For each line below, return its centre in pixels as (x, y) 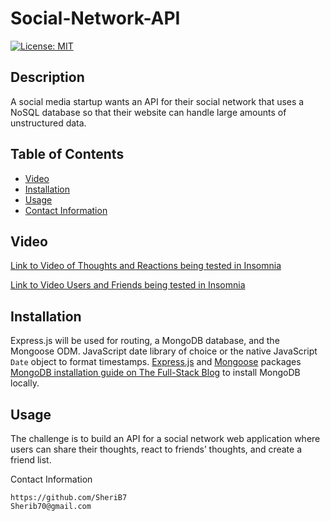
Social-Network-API (95, 18)
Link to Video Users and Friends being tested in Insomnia (128, 285)
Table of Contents (67, 154)
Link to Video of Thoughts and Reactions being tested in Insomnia (146, 266)
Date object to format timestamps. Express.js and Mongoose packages (156, 362)
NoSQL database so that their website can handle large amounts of (148, 112)
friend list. (31, 460)
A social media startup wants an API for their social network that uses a (157, 101)
